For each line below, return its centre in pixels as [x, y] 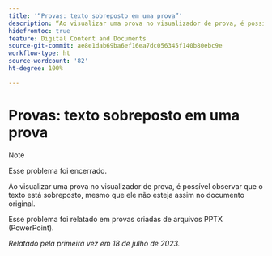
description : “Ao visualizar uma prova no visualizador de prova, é [126, 23]
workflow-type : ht [39, 53]
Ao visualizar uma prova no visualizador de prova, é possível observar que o [136, 186]
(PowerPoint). [31, 228]
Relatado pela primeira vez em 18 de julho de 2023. [94, 243]
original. [22, 204]
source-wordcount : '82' [49, 61]
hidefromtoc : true [39, 31]
